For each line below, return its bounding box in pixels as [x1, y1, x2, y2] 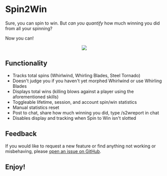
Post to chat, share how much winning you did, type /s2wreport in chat [12, 109, 159, 116]
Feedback [5, 129, 37, 138]
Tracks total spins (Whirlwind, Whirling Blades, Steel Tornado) [12, 72, 140, 78]
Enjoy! [5, 162, 26, 171]
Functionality [5, 59, 48, 68]
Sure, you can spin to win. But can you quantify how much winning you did [5, 20, 160, 26]
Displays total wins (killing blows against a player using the [12, 88, 134, 94]
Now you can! [5, 35, 34, 41]
